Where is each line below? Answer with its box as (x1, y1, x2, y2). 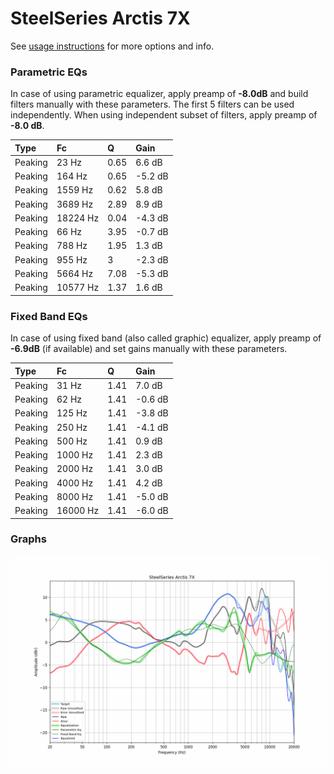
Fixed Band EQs (10, 309, 88, 323)
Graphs (10, 532, 47, 546)
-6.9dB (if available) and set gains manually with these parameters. (10, 343, 288, 355)
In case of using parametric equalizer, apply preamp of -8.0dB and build (10, 88, 309, 100)
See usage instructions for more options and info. (10, 40, 215, 52)
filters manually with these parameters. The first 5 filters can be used (10, 98, 295, 111)
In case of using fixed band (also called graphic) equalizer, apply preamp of (10, 332, 322, 344)
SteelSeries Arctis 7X (10, 7, 191, 30)
